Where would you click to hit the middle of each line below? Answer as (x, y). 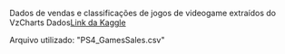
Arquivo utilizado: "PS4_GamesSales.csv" (87, 40)
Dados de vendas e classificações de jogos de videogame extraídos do (143, 13)
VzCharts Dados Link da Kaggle (68, 22)
